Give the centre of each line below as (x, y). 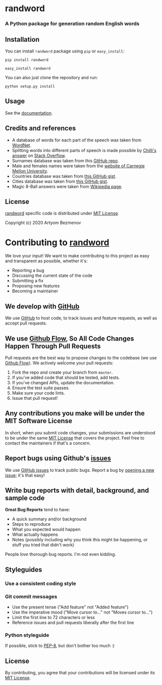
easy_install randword (28, 68)
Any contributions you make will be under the (75, 413)
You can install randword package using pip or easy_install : (65, 51)
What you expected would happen (46, 530)
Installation (22, 39)
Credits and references (40, 128)
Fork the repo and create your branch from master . (62, 372)
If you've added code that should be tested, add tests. (66, 377)
